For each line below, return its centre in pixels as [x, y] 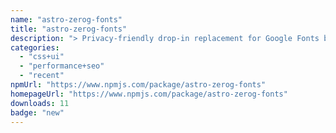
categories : [35, 47]
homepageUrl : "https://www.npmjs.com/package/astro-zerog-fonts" [149, 94]
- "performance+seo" [62, 66]
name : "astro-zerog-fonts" [66, 19]
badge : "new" [37, 112]
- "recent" [42, 76]
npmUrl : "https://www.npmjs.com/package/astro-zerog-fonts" [138, 85]
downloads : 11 [40, 103]
